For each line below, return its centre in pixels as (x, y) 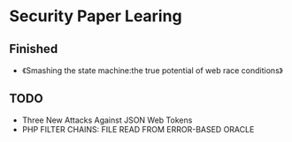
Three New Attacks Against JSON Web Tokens (107, 120)
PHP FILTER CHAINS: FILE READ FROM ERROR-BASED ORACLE (138, 129)
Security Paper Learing (96, 16)
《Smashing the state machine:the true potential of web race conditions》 (152, 71)
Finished (34, 49)
